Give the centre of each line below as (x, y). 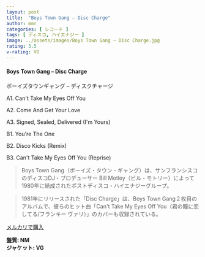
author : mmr (21, 23)
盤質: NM (18, 240)
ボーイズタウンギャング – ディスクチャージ (60, 86)
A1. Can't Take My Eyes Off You (46, 98)
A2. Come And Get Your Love (43, 110)
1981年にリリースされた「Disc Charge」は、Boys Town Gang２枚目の (109, 198)
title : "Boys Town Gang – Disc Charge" (59, 18)
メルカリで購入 (25, 227)
